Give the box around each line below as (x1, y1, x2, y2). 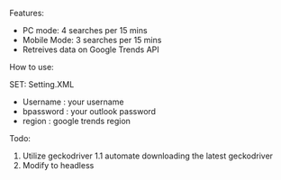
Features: (9, 8, 45, 18)
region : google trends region (22, 116, 131, 126)
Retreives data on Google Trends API (22, 44, 159, 55)
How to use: (9, 62, 54, 72)
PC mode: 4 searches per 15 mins (22, 25, 148, 35)
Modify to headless (22, 160, 95, 170)
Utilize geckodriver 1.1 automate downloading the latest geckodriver (22, 150, 273, 161)
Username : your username (22, 96, 124, 107)
